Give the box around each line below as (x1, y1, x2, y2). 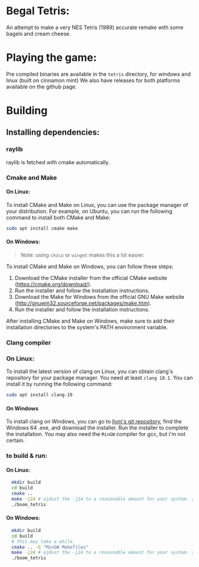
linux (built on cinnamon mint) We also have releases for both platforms (6, 77, 181, 84)
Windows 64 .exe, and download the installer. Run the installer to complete (6, 424, 188, 431)
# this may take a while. (11, 539, 76, 544)
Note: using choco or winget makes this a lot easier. (20, 251, 145, 259)
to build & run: (6, 452, 47, 460)
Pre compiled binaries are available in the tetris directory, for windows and (6, 70, 191, 78)
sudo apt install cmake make (6, 225, 78, 231)
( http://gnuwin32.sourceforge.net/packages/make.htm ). (14, 300, 152, 307)
